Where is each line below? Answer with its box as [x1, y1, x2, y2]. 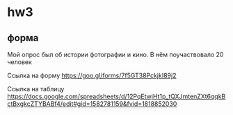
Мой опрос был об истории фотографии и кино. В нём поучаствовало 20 [7, 50, 224, 59]
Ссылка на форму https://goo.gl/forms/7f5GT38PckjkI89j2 [7, 71, 177, 79]
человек [7, 58, 33, 66]
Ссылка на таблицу [7, 85, 65, 93]
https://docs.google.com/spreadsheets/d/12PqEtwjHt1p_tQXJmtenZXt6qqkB [7, 92, 226, 100]
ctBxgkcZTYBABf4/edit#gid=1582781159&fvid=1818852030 [7, 100, 177, 108]
